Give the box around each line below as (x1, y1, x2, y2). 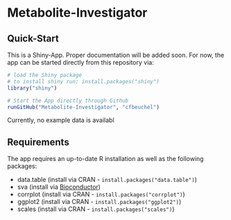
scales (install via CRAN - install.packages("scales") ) (17, 205, 175, 213)
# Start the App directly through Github (7, 97, 129, 104)
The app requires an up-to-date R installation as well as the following (7, 155, 204, 163)
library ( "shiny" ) (7, 85, 58, 92)
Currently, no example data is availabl (7, 116, 114, 124)
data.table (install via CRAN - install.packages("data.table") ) (17, 176, 198, 184)
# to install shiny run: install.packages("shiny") (7, 78, 160, 85)
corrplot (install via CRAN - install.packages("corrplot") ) (17, 190, 185, 198)
